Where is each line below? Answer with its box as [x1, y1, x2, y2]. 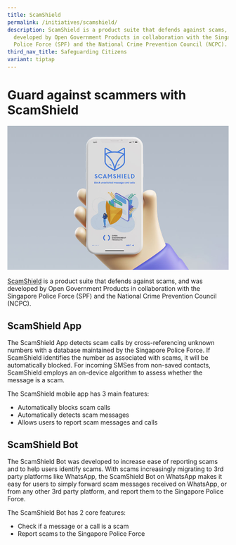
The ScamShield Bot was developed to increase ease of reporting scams [7, 458, 218, 466]
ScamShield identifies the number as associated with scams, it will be [7, 353, 209, 362]
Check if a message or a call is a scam [17, 522, 129, 531]
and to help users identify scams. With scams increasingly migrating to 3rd [7, 465, 224, 473]
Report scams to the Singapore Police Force [17, 530, 145, 538]
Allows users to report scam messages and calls [17, 418, 158, 427]
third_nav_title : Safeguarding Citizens [7, 49, 128, 56]
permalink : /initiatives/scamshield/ [7, 18, 118, 26]
